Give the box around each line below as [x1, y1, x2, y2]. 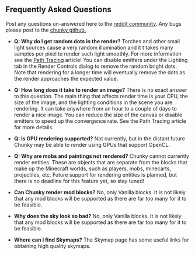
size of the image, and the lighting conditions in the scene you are [13, 99, 173, 106]
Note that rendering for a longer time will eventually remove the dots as [13, 68, 185, 75]
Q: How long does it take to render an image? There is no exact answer [13, 86, 187, 93]
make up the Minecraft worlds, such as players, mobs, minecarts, [13, 165, 172, 172]
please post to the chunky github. [5, 26, 86, 33]
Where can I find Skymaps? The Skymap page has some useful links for [13, 236, 189, 243]
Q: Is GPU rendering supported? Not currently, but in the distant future [13, 135, 185, 142]
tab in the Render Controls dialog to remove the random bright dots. [13, 63, 177, 70]
